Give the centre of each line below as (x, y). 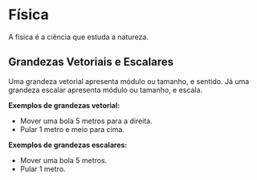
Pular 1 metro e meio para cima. (72, 129)
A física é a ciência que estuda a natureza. (78, 37)
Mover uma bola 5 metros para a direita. (86, 121)
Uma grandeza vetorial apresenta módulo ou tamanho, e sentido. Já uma (129, 81)
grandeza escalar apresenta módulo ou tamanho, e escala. (106, 90)
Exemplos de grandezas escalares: (68, 145)
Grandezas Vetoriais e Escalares (91, 62)
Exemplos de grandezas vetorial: (64, 105)
